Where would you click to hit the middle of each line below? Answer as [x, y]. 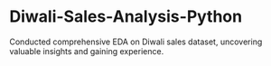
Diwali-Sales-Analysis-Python [126, 17]
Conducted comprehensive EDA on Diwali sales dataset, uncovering [136, 42]
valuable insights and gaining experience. [87, 51]
